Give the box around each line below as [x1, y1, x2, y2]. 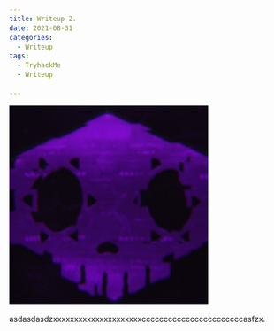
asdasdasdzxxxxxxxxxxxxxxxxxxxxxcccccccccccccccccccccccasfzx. [9, 313, 266, 324]
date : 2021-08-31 [9, 23, 73, 33]
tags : [9, 51, 29, 61]
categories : [9, 33, 53, 42]
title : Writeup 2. [9, 14, 77, 23]
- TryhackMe [17, 61, 62, 70]
